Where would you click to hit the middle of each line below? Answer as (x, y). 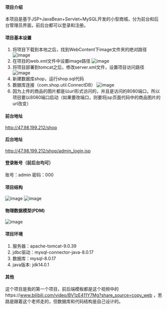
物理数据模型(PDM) (25, 210)
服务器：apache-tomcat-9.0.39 (44, 246)
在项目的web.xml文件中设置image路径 (51, 61)
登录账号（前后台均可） (29, 163)
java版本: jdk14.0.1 (31, 264)
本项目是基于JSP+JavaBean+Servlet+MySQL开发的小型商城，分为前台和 (80, 19)
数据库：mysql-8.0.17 (34, 258)
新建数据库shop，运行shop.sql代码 (48, 79)
